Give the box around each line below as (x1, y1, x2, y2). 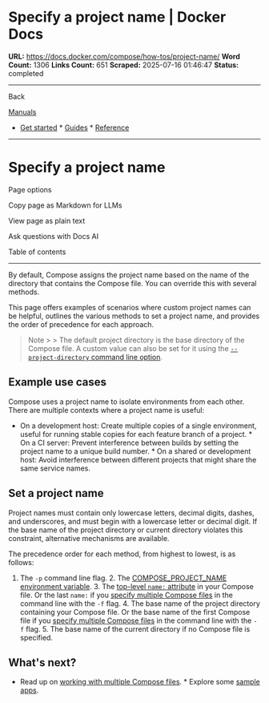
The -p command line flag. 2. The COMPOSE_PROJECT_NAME (19, 573, 227, 583)
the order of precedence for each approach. (8, 319, 155, 329)
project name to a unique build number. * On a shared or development (19, 446, 251, 456)
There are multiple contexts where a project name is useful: (8, 405, 205, 414)
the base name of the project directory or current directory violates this (8, 525, 243, 535)
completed (8, 68, 44, 78)
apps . (19, 685, 39, 695)
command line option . (90, 352, 163, 362)
